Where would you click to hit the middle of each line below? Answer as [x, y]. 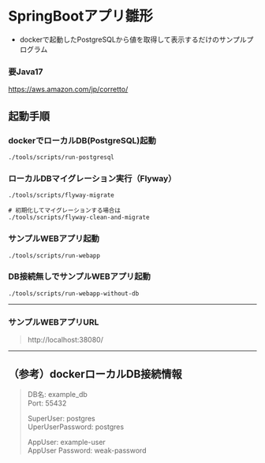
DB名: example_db [58, 394]
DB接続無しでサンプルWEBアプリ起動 [80, 276]
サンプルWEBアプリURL [54, 322]
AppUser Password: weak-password [87, 450]
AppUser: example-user [67, 442]
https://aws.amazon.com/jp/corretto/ [68, 89]
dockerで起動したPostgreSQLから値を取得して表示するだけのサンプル [133, 39]
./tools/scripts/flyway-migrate [61, 195]
